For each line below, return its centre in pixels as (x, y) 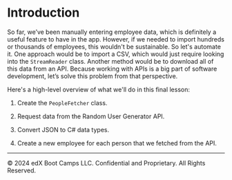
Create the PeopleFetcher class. (62, 102)
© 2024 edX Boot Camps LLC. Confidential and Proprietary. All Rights (106, 163)
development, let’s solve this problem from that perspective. (93, 76)
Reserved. (22, 170)
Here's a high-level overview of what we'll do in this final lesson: (99, 89)
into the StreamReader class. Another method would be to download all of (110, 61)
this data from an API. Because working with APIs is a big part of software (112, 69)
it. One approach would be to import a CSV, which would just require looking (116, 54)
